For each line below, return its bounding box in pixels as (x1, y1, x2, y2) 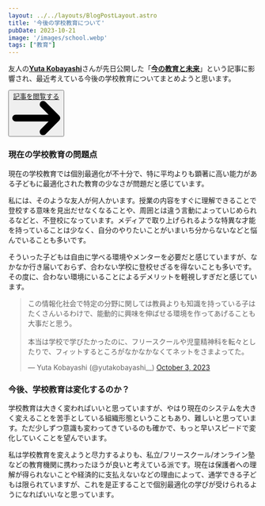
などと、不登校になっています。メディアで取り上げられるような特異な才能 (14, 215, 256, 224)
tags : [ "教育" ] (8, 41, 56, 49)
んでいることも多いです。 (8, 235, 91, 244)
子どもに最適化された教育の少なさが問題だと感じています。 (14, 178, 209, 188)
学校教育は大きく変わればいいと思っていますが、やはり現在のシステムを (8, 404, 243, 412)
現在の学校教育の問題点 (8, 149, 97, 160)
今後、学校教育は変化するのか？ (8, 384, 131, 395)
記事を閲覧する (13, 93, 60, 102)
